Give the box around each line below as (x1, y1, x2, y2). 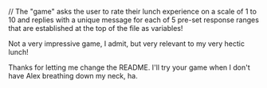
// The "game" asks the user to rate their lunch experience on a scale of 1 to (8, 7, 257, 16)
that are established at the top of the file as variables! (8, 24, 183, 33)
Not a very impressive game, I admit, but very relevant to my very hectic (8, 39, 245, 48)
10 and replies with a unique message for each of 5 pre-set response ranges (8, 15, 259, 25)
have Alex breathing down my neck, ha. (8, 71, 138, 80)
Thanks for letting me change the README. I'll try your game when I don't (8, 63, 251, 72)
